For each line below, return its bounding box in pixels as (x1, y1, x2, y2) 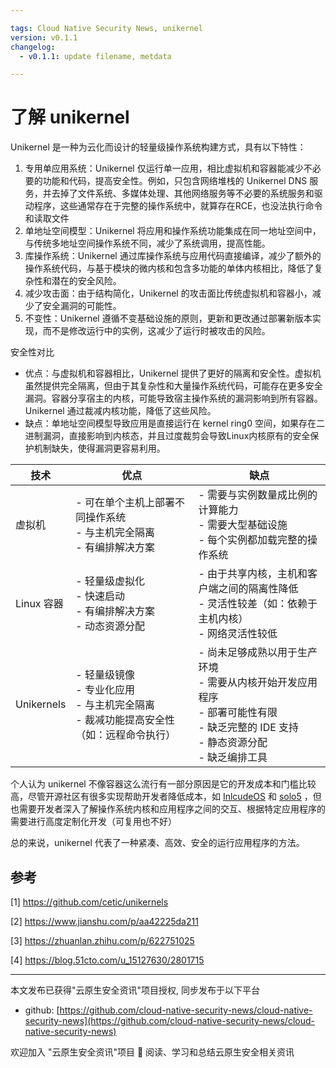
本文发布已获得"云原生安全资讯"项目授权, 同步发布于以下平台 (10, 984, 261, 996)
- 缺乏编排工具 (198, 751, 268, 765)
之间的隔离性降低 (218, 582, 299, 596)
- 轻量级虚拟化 (75, 574, 146, 588)
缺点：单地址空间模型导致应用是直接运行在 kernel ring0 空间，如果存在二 (24, 417, 325, 430)
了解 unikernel (10, 106, 130, 129)
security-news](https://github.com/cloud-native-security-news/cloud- (24, 1015, 315, 1026)
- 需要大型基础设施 (198, 518, 288, 532)
